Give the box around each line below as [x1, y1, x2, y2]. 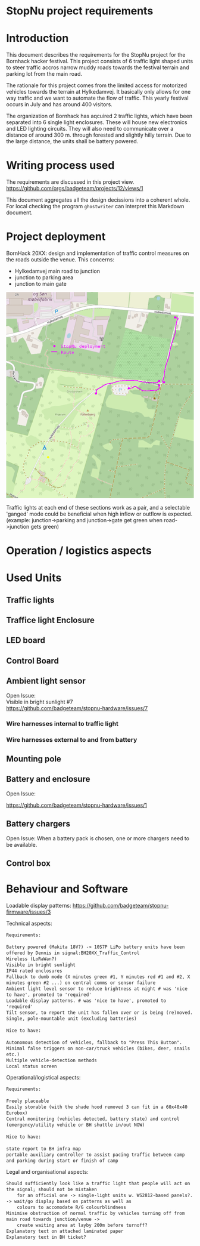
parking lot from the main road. [6, 70, 82, 78]
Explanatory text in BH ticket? [6, 1234, 86, 1240]
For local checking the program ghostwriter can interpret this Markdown [6, 203, 185, 210]
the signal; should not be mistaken [6, 1186, 97, 1192]
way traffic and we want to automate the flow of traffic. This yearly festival [6, 94, 189, 102]
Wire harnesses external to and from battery [6, 735, 137, 744]
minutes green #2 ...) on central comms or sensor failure [6, 980, 156, 986]
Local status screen [6, 1063, 58, 1069]
